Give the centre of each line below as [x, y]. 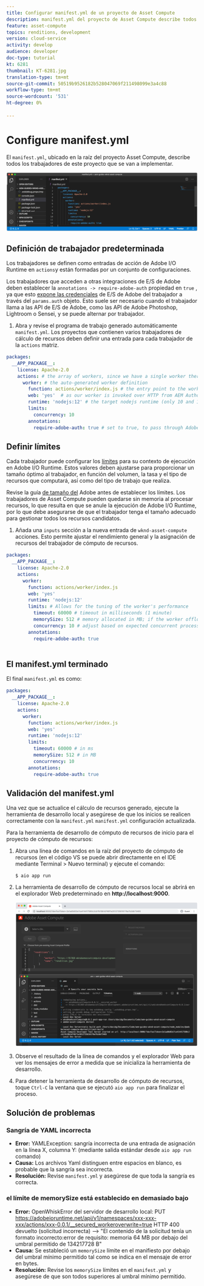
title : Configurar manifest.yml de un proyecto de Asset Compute [90, 13]
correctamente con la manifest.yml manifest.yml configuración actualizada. [101, 821]
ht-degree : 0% [24, 103]
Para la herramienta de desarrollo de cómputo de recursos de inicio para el [100, 833]
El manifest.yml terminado [57, 664]
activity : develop [29, 45]
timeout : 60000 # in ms [63, 749]
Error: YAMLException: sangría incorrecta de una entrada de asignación [105, 1143]
